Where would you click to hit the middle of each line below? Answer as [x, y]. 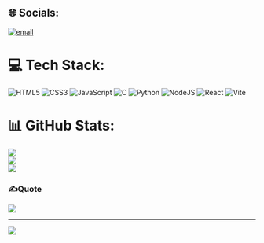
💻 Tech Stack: [57, 65]
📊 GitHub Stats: [62, 125]
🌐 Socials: [34, 13]
